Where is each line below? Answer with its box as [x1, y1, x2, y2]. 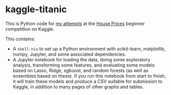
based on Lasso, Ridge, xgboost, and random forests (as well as [12, 67, 149, 74]
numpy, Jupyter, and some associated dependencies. [12, 51, 126, 57]
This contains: [5, 36, 35, 42]
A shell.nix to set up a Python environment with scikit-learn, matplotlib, [12, 45, 166, 52]
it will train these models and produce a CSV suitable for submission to [12, 78, 163, 84]
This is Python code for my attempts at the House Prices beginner [5, 20, 145, 27]
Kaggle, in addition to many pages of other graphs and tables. [12, 83, 144, 90]
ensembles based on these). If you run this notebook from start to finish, [12, 73, 166, 79]
